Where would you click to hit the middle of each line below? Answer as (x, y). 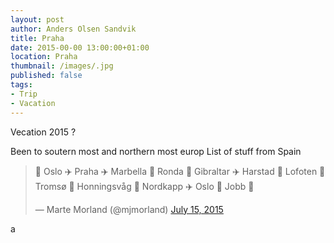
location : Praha (44, 57)
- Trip (24, 94)
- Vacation (33, 103)
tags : (21, 85)
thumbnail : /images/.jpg (62, 66)
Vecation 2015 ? (43, 132)
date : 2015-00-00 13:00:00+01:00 (80, 47)
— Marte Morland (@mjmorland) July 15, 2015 (129, 209)
